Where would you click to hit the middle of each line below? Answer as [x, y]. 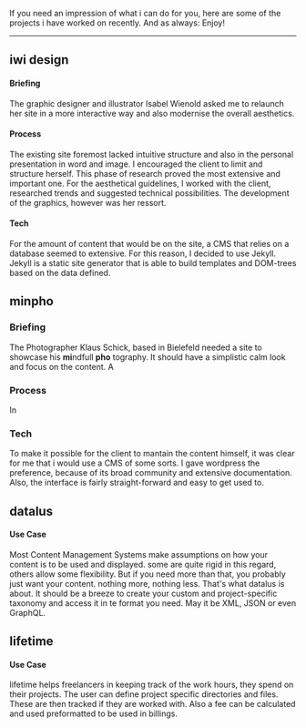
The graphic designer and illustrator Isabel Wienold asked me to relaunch [147, 103]
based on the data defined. [60, 273]
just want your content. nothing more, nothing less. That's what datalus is [147, 583]
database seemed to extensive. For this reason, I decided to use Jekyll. [143, 253]
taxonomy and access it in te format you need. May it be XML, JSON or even [153, 603]
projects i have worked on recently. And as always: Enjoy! [117, 23]
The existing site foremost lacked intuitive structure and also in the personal [152, 154]
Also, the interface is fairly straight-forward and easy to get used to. [137, 483]
